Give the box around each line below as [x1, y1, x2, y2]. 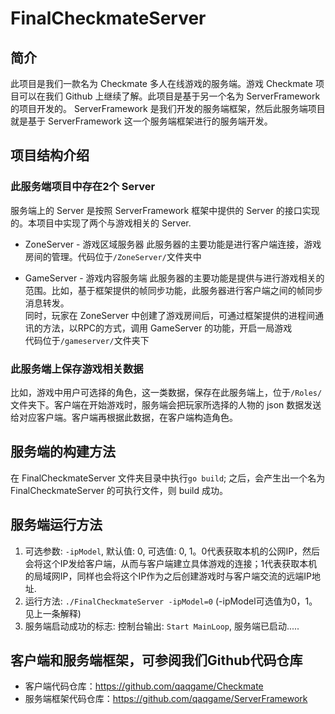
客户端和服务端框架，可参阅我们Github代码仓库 [10, 652, 303, 669]
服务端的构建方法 [10, 443, 116, 461]
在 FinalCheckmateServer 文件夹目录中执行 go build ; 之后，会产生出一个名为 [10, 472, 326, 484]
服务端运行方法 [10, 517, 103, 534]
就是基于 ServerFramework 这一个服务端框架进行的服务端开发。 [10, 115, 273, 127]
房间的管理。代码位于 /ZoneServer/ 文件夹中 [24, 250, 202, 262]
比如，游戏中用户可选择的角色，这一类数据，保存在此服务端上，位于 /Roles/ [10, 386, 323, 398]
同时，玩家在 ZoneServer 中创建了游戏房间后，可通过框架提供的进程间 [24, 309, 315, 321]
